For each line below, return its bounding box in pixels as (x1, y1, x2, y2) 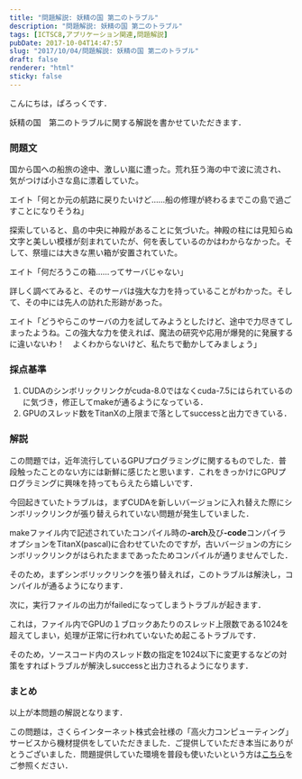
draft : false (9, 55, 59, 64)
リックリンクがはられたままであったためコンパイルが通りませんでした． (24, 549, 293, 560)
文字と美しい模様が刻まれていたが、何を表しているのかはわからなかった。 (9, 236, 286, 247)
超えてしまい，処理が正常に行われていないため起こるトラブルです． (9, 629, 261, 640)
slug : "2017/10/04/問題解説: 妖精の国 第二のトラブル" (9, 47, 199, 56)
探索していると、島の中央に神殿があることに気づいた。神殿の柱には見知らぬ (9, 225, 294, 235)
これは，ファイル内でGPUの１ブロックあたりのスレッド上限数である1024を (9, 619, 289, 629)
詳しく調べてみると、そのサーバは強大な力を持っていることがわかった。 (9, 286, 278, 297)
